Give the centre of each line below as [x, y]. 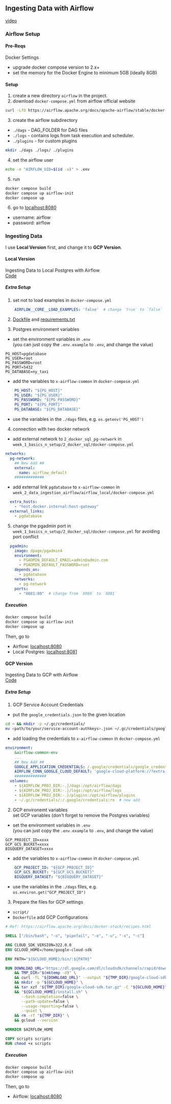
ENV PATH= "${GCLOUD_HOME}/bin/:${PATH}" [49, 959]
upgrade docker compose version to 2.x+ [56, 67]
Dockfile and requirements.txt [44, 319]
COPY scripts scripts [28, 1039]
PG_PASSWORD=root [24, 363]
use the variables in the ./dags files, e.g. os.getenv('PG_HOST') [78, 419]
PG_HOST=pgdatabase [26, 354]
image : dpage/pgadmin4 [38, 551]
